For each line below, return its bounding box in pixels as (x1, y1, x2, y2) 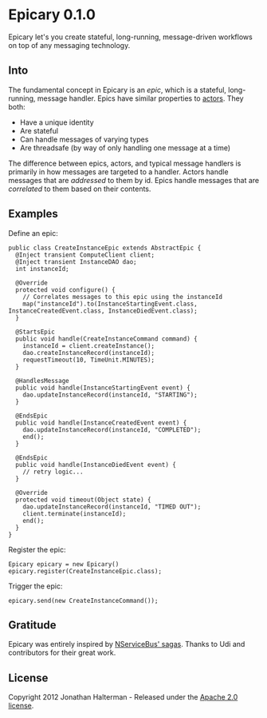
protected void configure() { (15, 285, 116, 293)
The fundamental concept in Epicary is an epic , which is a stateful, (8, 85, 227, 94)
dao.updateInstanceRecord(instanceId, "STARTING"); (22, 390, 198, 399)
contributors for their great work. (8, 648, 116, 657)
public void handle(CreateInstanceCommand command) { (15, 334, 198, 343)
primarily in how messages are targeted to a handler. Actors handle (8, 166, 229, 177)
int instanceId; (15, 265, 69, 273)
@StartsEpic (15, 328, 56, 336)
